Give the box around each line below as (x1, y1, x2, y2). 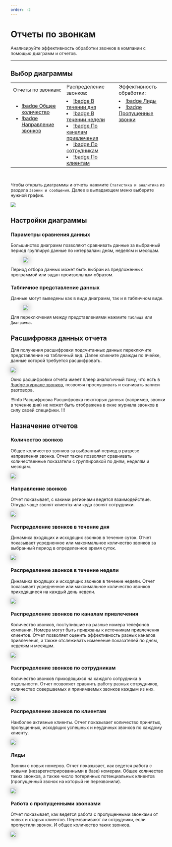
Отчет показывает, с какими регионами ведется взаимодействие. (10, 496, 151, 502)
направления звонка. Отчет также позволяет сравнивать (10, 453, 132, 459)
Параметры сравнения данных (10, 231, 91, 238)
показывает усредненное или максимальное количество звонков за (10, 540, 156, 546)
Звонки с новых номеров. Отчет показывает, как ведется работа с (10, 762, 152, 769)
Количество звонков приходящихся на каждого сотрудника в (10, 675, 141, 682)
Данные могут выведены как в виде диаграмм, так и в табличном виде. (10, 296, 164, 302)
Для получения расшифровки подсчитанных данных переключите (10, 347, 152, 353)
